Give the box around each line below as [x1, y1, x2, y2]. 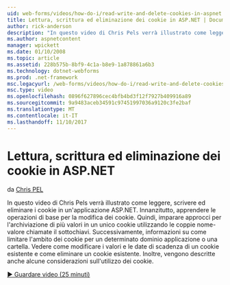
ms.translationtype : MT [7, 106, 75, 113]
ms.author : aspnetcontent [7, 36, 81, 43]
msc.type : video [7, 87, 53, 93]
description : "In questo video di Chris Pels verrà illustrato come [7, 29, 207, 36]
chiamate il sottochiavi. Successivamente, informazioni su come [26, 228, 207, 236]
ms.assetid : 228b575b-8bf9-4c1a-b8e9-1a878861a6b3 [7, 61, 155, 68]
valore [7, 228, 25, 236]
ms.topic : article [7, 55, 60, 62]
